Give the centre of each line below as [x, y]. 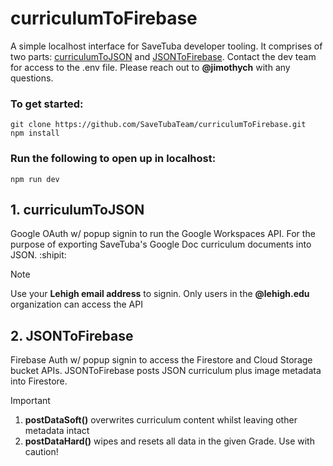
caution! [41, 452]
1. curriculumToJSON [77, 209]
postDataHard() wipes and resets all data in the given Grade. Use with [169, 441]
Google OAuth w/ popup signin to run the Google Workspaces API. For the [163, 234]
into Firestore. [39, 381]
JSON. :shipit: [38, 255]
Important [30, 401]
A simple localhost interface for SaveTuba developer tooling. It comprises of [166, 46]
